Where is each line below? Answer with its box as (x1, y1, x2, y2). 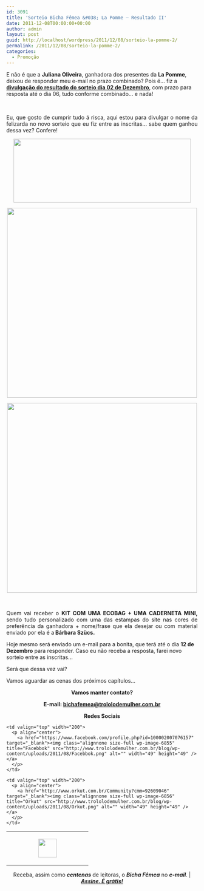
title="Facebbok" (6, 745, 50, 751)
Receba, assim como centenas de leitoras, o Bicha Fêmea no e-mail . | (13, 871, 191, 878)
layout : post (6, 32, 39, 38)
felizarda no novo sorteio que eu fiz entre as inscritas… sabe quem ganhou (6, 120, 198, 128)
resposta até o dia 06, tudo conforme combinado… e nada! (6, 90, 154, 97)
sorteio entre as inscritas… (6, 654, 73, 661)
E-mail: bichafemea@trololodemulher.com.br (43, 700, 161, 708)
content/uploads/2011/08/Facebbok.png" (6, 751, 107, 757)
